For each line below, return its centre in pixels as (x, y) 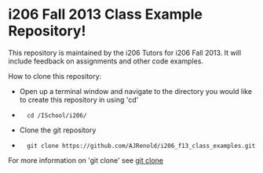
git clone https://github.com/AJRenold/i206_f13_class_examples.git (141, 146)
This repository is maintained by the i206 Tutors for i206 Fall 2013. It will (125, 52)
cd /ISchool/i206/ (57, 115)
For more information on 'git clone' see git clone (86, 160)
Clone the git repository (58, 130)
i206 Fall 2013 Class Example (105, 14)
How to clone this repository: (55, 76)
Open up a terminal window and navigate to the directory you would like (136, 91)
